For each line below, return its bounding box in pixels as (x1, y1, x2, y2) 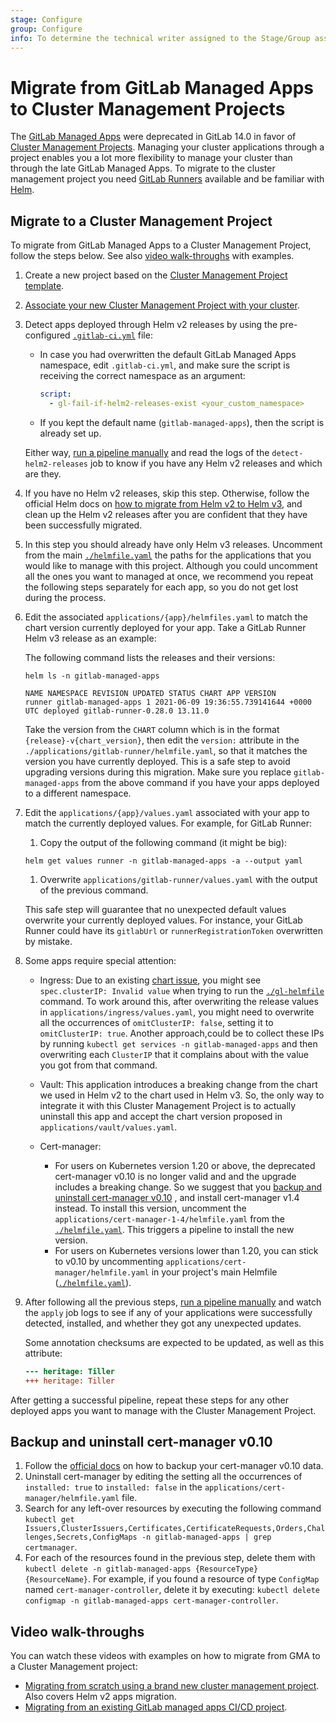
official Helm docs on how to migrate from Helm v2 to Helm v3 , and (24, 497, 303, 510)
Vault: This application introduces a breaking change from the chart (39, 1078, 318, 1090)
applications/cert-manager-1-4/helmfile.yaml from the (54, 1212, 285, 1225)
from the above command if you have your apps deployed (81, 776, 320, 788)
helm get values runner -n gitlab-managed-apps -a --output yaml (24, 856, 303, 866)
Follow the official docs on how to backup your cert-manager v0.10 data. (24, 1460, 324, 1472)
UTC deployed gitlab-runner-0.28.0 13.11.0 (24, 706, 210, 716)
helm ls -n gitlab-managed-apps (24, 671, 160, 681)
